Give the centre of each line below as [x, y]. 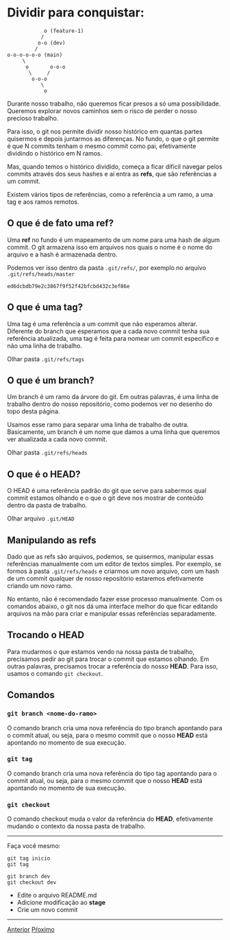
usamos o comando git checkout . [55, 673]
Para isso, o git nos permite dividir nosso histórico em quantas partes [105, 131]
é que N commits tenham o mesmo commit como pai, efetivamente [102, 146]
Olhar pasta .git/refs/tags [46, 359]
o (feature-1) [64, 31]
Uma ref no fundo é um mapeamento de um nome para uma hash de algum [114, 240]
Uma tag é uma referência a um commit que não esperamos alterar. [102, 324]
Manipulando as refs [52, 540]
